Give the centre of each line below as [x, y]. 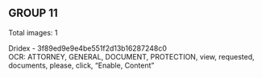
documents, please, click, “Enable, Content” [81, 65]
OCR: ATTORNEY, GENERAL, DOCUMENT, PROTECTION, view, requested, [132, 56]
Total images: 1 [33, 32]
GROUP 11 [33, 13]
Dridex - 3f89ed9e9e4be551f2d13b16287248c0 [88, 48]
